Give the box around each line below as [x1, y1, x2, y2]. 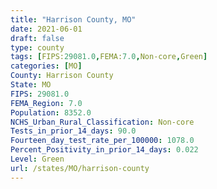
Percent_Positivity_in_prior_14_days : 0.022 [10, 145, 199, 155]
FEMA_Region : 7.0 [10, 98, 83, 108]
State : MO [10, 80, 52, 90]
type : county [10, 42, 65, 53]
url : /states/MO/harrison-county [10, 163, 150, 173]
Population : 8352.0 [10, 107, 92, 118]
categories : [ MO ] [10, 61, 83, 71]
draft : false [10, 33, 65, 43]
